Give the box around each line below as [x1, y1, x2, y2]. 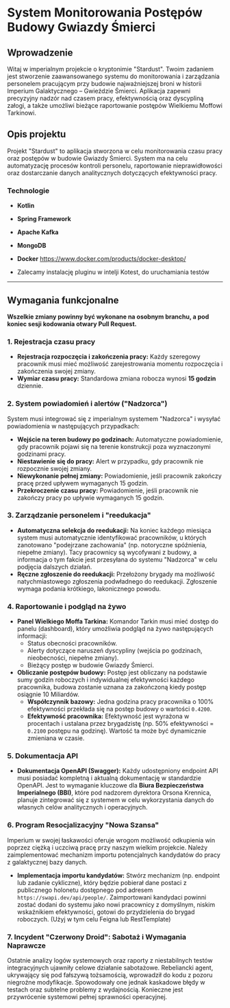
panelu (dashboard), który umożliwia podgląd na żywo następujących [16, 625, 214, 633]
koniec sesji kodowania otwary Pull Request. [7, 319, 137, 328]
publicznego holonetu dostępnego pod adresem [16, 886, 153, 894]
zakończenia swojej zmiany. [16, 367, 96, 376]
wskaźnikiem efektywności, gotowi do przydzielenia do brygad [16, 908, 195, 916]
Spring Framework [16, 215, 72, 223]
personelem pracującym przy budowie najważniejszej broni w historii [7, 80, 202, 87]
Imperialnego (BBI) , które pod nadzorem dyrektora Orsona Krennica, [16, 788, 212, 797]
